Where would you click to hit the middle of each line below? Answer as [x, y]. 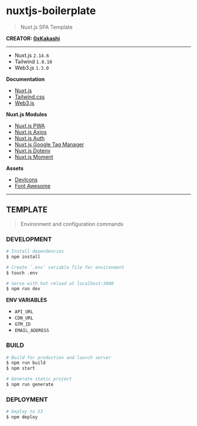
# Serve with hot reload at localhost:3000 [60, 283]
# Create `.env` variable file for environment [65, 267]
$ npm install [23, 256]
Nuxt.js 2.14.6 [32, 55]
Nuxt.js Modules [27, 114]
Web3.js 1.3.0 [32, 67]
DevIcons [26, 180]
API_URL [24, 312]
